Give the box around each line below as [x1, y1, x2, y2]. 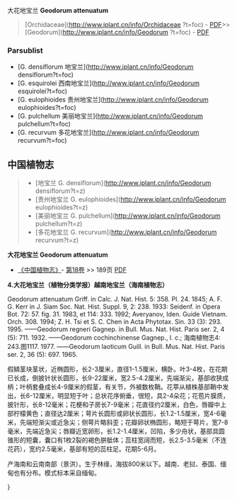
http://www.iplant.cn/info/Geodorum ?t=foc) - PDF [62, 28, 210, 36]
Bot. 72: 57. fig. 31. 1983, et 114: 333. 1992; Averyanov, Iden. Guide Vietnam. [7, 310, 228, 319]
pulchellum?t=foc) [17, 120, 71, 128]
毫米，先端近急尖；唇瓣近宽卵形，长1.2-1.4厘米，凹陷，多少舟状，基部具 [7, 427, 219, 436]
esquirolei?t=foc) [17, 87, 68, 96]
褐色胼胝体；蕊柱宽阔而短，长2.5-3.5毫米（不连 [88, 436, 227, 445]
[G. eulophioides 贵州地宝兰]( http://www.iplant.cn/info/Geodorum [17, 95, 209, 104]
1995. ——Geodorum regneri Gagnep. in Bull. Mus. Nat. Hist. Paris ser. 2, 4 [7, 325, 225, 333]
